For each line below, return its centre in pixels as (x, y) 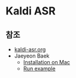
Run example (39, 68)
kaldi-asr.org (30, 49)
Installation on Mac (46, 62)
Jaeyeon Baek (32, 56)
